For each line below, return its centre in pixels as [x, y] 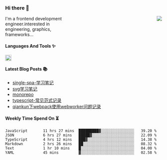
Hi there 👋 [17, 8]
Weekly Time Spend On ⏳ [32, 118]
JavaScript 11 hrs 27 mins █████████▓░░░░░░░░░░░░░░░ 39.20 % [81, 131]
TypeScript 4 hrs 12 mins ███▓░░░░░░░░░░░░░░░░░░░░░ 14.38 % [81, 139]
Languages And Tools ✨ [30, 46]
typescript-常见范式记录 [37, 100]
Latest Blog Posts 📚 [26, 69]
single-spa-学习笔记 [33, 82]
